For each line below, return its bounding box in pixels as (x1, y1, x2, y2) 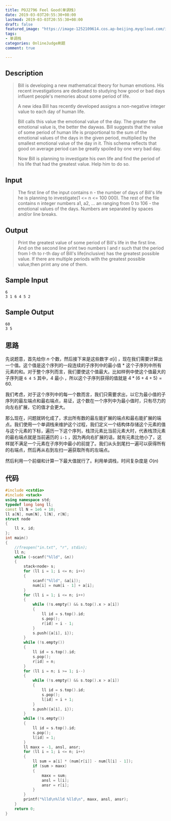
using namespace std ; (5, 497, 51, 503)
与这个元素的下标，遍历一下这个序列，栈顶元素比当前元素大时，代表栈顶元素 (5, 427, 166, 434)
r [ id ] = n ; (32, 659, 56, 664)
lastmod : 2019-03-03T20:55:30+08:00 (5, 17, 83, 22)
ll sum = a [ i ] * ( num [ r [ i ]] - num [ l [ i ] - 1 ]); (32, 759, 133, 764)
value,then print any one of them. (17, 261, 88, 267)
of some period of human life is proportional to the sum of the (17, 129, 148, 135)
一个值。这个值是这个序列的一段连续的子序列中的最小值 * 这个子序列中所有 (5, 362, 162, 368)
